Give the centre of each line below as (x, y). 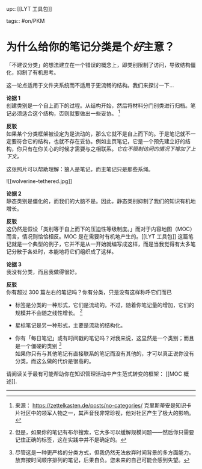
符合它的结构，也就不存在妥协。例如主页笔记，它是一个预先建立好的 (101, 141)
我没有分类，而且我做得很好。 (43, 272)
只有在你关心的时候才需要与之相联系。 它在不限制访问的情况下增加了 (106, 149)
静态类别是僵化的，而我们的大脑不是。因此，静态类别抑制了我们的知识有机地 (101, 201)
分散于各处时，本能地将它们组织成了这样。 (64, 251)
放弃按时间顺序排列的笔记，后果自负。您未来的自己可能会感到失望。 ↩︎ (102, 460)
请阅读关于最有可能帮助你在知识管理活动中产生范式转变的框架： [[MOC (94, 374)
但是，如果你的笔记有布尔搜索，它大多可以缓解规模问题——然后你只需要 (104, 432)
